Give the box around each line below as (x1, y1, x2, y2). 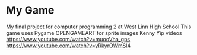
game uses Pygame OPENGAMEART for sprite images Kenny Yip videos (6, 29, 182, 36)
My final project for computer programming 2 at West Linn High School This (6, 23, 192, 30)
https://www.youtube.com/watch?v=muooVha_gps (6, 35, 131, 43)
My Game (6, 4, 55, 17)
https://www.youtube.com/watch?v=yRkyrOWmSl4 (6, 42, 131, 49)
